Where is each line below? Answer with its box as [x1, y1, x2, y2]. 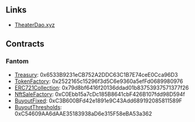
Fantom [5, 57, 29, 66]
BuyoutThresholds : [14, 103, 62, 110]
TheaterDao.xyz [14, 21, 55, 28]
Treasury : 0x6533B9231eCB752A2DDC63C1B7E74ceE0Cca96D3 [14, 71, 179, 78]
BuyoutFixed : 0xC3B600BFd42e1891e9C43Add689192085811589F [14, 97, 183, 104]
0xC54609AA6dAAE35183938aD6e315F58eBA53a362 [14, 110, 152, 117]
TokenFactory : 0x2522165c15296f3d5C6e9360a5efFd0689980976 [14, 77, 183, 85]
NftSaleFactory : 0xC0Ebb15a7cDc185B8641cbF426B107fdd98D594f [14, 90, 185, 98]
